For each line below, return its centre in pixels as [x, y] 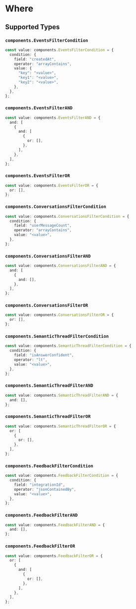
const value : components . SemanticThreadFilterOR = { [61, 426]
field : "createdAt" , [35, 59]
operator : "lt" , [31, 360]
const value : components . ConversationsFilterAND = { [61, 266]
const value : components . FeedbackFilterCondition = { [62, 476]
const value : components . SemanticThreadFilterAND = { [62, 395]
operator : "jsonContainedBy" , [45, 489]
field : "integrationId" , [40, 485]
